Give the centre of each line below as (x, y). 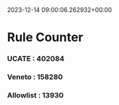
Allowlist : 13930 (35, 95)
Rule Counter (45, 37)
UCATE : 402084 (36, 59)
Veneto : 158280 (35, 77)
